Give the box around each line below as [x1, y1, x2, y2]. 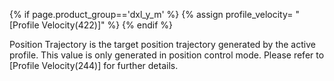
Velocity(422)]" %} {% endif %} [41, 19, 173, 31]
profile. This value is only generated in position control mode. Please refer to [9, 49, 325, 61]
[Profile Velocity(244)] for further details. [9, 60, 179, 71]
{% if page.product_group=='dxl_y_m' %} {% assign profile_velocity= [9, 9, 294, 20]
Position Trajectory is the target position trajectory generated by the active [9, 39, 316, 50]
